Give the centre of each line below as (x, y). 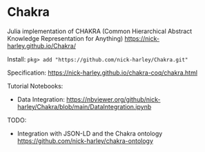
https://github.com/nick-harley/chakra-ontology (85, 141)
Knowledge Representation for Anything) (65, 38)
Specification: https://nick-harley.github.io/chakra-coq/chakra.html (102, 73)
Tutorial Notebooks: (35, 86)
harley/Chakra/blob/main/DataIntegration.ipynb (84, 106)
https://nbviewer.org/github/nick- (114, 99)
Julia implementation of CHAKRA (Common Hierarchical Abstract (100, 31)
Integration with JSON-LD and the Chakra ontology (90, 133)
